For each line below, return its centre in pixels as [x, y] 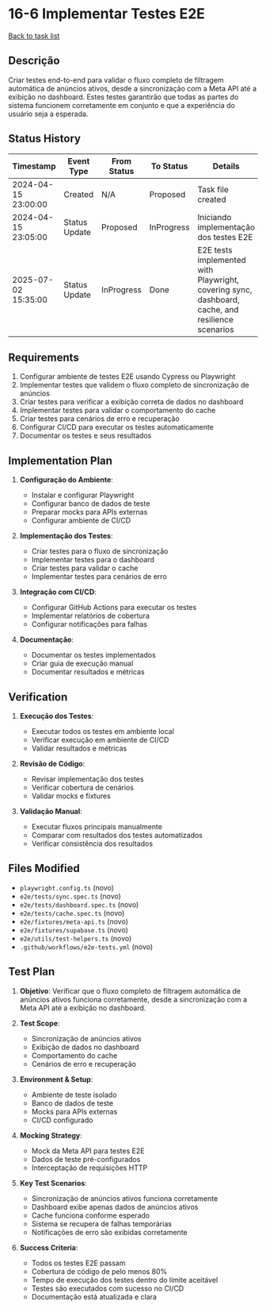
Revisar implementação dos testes [87, 779]
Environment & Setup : [56, 1079]
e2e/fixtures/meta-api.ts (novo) [74, 921]
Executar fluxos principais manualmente [97, 826]
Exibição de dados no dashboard [85, 1047]
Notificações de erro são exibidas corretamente [109, 1232]
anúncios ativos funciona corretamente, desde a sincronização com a [133, 999]
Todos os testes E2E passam [78, 1263]
